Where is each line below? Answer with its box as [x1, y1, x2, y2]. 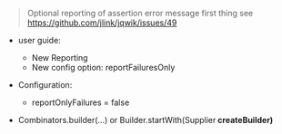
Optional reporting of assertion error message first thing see [26, 8, 254, 18]
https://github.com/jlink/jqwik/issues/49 [26, 17, 177, 28]
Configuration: [17, 80, 73, 90]
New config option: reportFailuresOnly [31, 62, 176, 72]
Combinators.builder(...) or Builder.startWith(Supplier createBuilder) [17, 115, 274, 125]
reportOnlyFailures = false [31, 97, 130, 108]
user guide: [17, 35, 61, 45]
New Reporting [31, 53, 88, 62]
